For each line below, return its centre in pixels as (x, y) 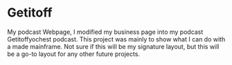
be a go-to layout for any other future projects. (74, 54)
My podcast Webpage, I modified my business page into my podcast (105, 32)
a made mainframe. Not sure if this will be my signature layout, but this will (113, 46)
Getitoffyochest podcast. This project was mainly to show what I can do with (116, 39)
